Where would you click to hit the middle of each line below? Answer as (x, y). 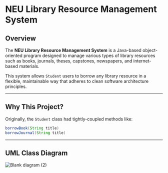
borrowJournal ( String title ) (35, 133)
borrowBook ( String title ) (32, 128)
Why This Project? (34, 107)
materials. (29, 66)
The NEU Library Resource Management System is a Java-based (73, 50)
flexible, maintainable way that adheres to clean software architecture (77, 81)
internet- (142, 61)
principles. (16, 86)
